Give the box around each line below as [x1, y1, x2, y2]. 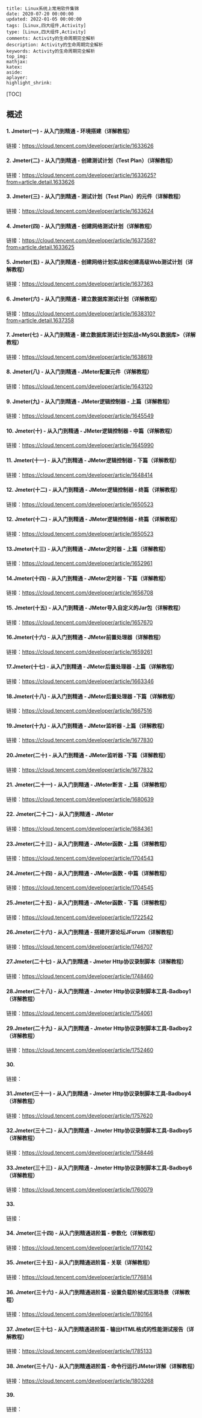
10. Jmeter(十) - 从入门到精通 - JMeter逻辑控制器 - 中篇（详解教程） [6, 427, 176, 434]
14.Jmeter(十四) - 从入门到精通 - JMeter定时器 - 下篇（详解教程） [6, 574, 170, 582]
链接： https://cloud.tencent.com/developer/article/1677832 [6, 766, 153, 774]
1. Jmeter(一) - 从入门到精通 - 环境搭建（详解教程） [6, 127, 133, 135]
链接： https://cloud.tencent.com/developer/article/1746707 [6, 943, 153, 950]
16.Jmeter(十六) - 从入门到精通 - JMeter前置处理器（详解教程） [6, 634, 164, 641]
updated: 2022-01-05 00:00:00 [6, 16, 82, 22]
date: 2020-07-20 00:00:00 [6, 11, 74, 17]
